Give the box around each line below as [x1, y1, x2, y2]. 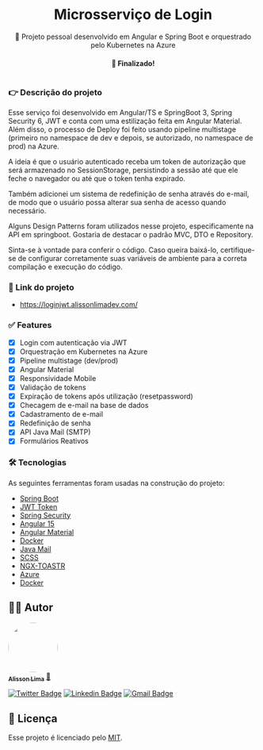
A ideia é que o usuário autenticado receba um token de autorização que [8, 157, 246, 167]
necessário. [8, 206, 47, 216]
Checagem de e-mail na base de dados [19, 401, 149, 410]
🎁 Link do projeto [8, 282, 74, 293]
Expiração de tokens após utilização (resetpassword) [19, 391, 194, 402]
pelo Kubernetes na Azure [90, 40, 176, 49]
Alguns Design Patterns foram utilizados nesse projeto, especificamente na [8, 221, 254, 231]
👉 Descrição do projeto [8, 87, 103, 98]
